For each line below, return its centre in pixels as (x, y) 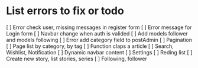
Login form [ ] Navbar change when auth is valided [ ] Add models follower (97, 33)
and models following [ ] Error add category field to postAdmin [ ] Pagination (99, 40)
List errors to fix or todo (65, 11)
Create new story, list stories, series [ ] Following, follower (77, 59)
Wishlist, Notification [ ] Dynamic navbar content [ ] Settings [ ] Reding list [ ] (99, 52)
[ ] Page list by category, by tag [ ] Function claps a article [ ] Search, (90, 46)
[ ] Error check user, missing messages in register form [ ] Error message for (99, 27)
